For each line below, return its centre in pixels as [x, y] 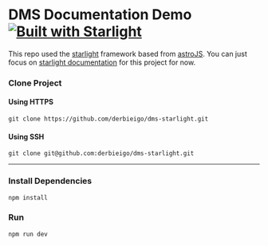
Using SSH [26, 137]
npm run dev [28, 234]
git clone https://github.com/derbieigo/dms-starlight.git [108, 119]
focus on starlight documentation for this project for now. [102, 62]
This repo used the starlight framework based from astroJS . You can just [128, 54]
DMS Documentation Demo [100, 15]
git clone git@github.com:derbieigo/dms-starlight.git [101, 153]
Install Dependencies [50, 181]
